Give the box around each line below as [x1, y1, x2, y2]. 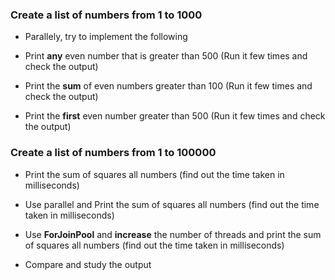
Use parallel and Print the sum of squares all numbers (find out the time [24, 198, 320, 210]
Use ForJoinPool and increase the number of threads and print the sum [24, 228, 322, 240]
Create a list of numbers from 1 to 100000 [10, 146, 217, 160]
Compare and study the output [24, 258, 152, 270]
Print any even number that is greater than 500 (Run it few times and [24, 50, 308, 62]
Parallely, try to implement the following [24, 31, 188, 43]
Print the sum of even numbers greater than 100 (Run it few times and [24, 80, 313, 92]
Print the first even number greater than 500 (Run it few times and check [24, 110, 326, 122]
